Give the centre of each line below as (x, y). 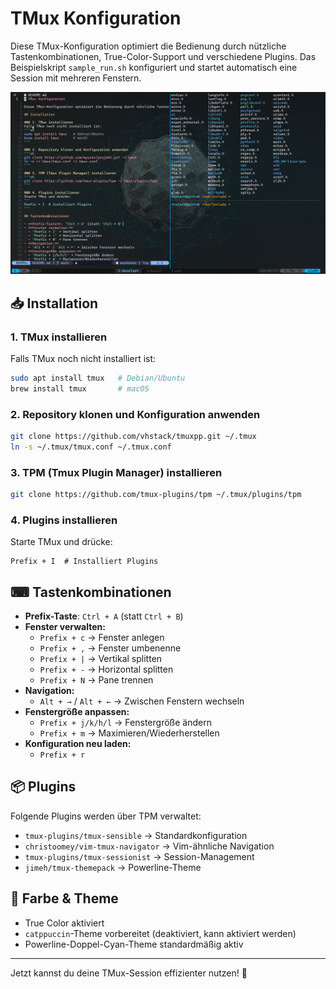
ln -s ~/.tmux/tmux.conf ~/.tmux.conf (91, 447)
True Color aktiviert (64, 923)
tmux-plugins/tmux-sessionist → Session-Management (139, 856)
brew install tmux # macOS (80, 388)
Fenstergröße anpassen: (77, 712)
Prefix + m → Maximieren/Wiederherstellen (129, 733)
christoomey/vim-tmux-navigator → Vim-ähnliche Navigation (149, 846)
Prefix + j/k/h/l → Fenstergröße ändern (125, 723)
